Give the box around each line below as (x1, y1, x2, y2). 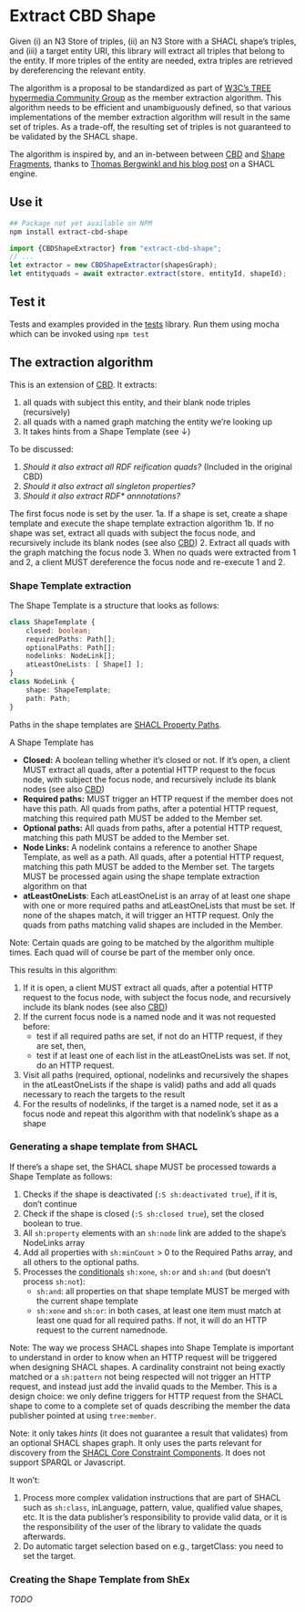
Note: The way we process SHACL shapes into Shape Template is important (9, 1342, 294, 1353)
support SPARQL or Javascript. (9, 1457, 126, 1468)
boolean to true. (22, 1218, 84, 1229)
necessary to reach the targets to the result (22, 1088, 186, 1100)
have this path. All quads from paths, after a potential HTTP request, (22, 802, 279, 813)
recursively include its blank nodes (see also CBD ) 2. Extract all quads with (9, 537, 290, 548)
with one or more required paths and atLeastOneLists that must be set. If (22, 900, 296, 911)
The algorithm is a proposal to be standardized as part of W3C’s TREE (9, 82, 271, 93)
